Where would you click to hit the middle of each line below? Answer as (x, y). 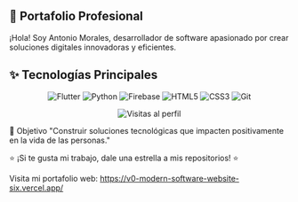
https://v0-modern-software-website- (170, 178)
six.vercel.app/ (36, 188)
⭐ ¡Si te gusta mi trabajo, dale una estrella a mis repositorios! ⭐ (124, 158)
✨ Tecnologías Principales (84, 75)
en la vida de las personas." (60, 140)
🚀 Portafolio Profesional (77, 16)
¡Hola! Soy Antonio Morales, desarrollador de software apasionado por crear (149, 37)
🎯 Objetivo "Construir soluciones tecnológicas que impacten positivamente (147, 130)
